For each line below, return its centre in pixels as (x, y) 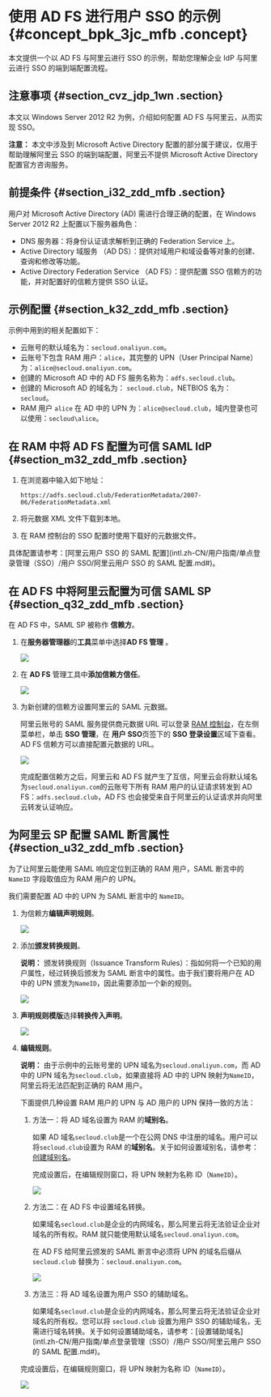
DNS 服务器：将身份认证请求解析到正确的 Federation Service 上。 (129, 241)
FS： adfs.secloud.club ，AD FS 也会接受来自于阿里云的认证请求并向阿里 (141, 797)
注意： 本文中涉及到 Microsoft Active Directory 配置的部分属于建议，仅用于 (133, 144)
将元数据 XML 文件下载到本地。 (72, 518)
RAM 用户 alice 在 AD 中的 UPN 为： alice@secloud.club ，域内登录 (132, 408)
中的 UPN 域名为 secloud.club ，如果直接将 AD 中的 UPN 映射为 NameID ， (139, 1075)
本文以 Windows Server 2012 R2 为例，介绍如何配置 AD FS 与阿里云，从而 (132, 117)
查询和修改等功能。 (52, 261)
